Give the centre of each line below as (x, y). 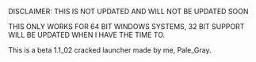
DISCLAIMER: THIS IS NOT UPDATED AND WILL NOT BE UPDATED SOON (128, 11)
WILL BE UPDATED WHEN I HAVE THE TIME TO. (87, 35)
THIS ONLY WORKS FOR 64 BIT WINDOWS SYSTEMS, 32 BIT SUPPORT (126, 26)
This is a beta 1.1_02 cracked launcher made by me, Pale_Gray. (110, 50)
